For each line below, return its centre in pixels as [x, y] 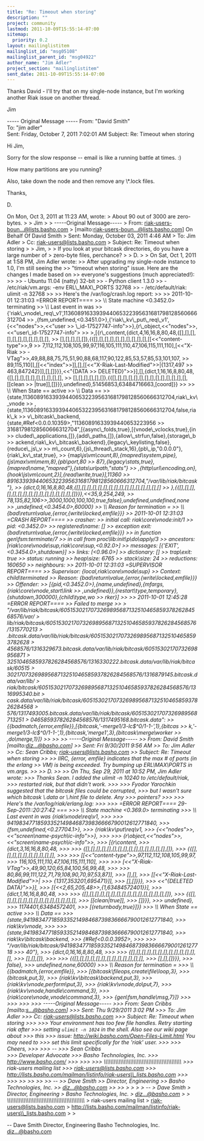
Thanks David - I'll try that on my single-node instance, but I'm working [96, 91]
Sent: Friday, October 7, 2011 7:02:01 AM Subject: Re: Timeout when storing [100, 134]
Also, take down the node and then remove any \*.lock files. [81, 181]
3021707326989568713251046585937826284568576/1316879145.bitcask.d [102, 675]
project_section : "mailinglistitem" [53, 68]
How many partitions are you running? [54, 169]
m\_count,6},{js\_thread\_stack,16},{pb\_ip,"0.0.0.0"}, [117, 449]
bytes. [15, 223]
